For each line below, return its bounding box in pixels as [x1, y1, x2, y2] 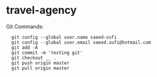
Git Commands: [6, 23, 44, 30]
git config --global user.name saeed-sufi [11, 34, 117, 40]
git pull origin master [11, 65, 69, 71]
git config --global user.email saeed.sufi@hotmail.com [11, 39, 151, 45]
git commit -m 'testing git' [11, 49, 83, 56]
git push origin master [11, 60, 69, 66]
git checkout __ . [11, 55, 57, 61]
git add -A [11, 45, 38, 51]
